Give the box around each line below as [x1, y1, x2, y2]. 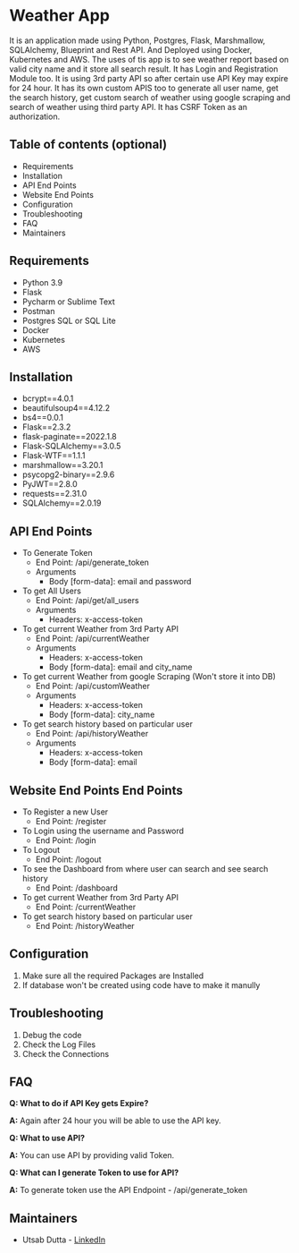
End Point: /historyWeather [35, 921, 136, 931]
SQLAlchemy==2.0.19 [21, 498, 102, 508]
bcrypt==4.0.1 [21, 393, 74, 404]
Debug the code [21, 1029, 82, 1040]
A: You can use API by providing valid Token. [9, 1150, 175, 1161]
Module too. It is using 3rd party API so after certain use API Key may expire [9, 72, 288, 83]
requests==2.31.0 [21, 489, 87, 499]
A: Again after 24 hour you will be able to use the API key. [9, 1115, 221, 1126]
